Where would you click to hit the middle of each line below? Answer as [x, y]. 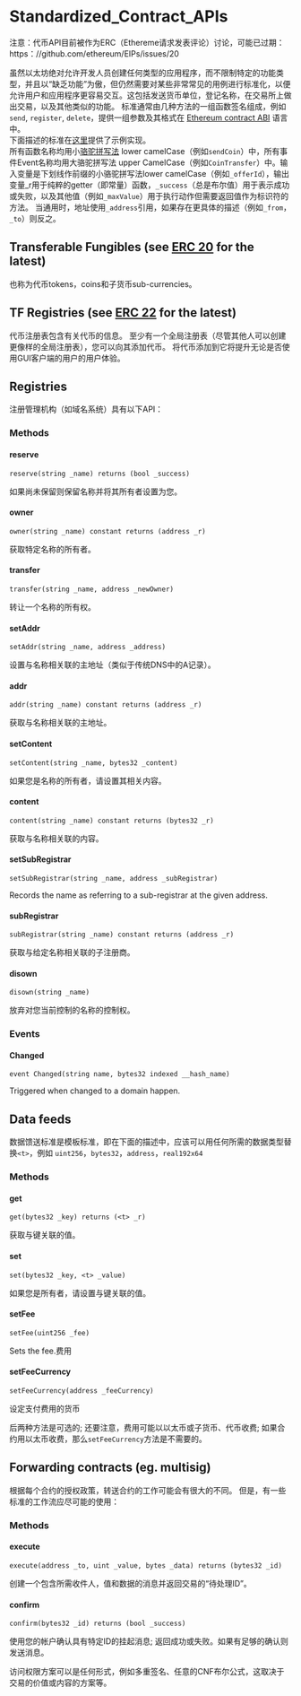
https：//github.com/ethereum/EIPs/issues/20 [94, 53]
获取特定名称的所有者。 [52, 549]
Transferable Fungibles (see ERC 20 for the [132, 247]
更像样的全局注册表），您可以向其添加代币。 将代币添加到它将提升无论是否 [146, 346]
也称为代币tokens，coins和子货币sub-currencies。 [103, 283]
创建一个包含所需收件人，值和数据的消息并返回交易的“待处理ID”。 [131, 1583]
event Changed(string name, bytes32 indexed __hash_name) [120, 1074]
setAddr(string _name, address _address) [88, 648]
